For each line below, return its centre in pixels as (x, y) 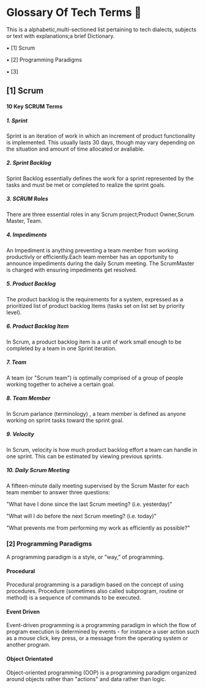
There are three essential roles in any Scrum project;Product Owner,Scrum (100, 214)
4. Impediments (27, 235)
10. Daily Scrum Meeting (38, 470)
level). (14, 312)
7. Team (17, 362)
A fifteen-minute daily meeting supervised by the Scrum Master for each (98, 486)
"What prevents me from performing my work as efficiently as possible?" (98, 528)
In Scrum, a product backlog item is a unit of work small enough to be (94, 342)
